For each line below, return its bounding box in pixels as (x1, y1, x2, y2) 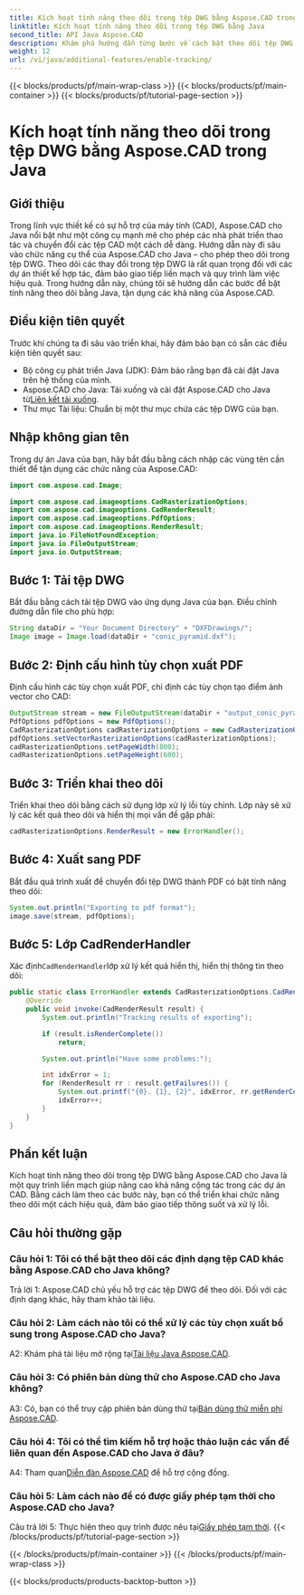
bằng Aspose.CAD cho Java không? (9, 1264, 171, 1276)
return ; (57, 1038, 88, 1047)
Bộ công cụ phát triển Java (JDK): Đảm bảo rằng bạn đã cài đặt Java (22, 364, 280, 376)
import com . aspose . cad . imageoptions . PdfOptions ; (9, 514, 196, 524)
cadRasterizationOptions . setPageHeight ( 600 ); (9, 751, 184, 760)
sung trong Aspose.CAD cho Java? (9, 1328, 166, 1340)
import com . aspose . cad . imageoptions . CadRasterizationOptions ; (9, 497, 249, 506)
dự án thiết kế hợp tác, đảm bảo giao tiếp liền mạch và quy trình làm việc (9, 268, 280, 279)
